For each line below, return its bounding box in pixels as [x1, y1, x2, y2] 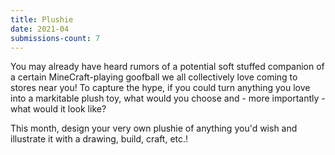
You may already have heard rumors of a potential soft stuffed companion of [10, 61, 325, 73]
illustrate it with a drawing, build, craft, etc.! [10, 133, 189, 145]
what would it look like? [10, 103, 107, 115]
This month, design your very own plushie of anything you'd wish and [10, 122, 298, 135]
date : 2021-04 [10, 24, 70, 34]
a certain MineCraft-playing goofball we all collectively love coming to [10, 71, 298, 83]
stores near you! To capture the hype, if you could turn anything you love [10, 82, 311, 94]
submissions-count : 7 [10, 33, 101, 43]
